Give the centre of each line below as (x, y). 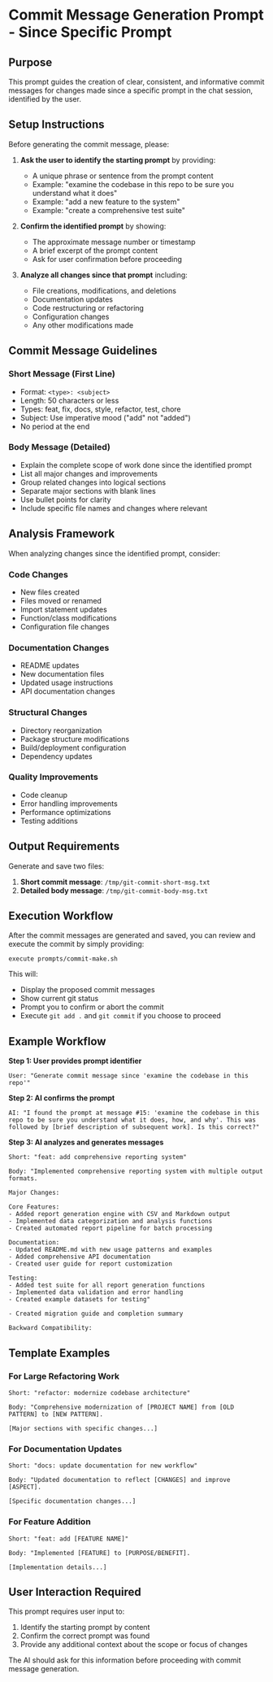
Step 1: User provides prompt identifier (75, 1061)
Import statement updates (63, 609)
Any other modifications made (83, 325)
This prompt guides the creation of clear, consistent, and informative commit (136, 82)
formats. (23, 1179)
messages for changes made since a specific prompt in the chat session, (131, 90)
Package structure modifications (75, 739)
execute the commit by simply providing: (76, 944)
